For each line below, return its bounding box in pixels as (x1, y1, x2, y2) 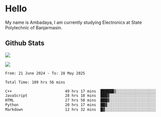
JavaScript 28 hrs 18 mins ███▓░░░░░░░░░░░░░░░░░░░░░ (5, 93, 156, 98)
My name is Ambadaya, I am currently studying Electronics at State (5, 19, 142, 25)
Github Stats (5, 39, 45, 48)
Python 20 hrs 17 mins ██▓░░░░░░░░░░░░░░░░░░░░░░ (5, 103, 156, 108)
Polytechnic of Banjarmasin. (5, 24, 63, 30)
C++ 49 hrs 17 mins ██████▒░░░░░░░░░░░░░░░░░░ (5, 89, 156, 94)
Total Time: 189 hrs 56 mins (5, 80, 65, 85)
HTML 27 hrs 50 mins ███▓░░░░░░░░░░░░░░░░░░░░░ (5, 98, 156, 103)
